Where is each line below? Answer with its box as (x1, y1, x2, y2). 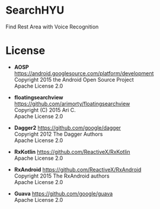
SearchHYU (5, 4, 65, 17)
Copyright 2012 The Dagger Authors (14, 130, 103, 137)
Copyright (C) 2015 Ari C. (14, 106, 76, 113)
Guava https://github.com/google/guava (14, 190, 113, 197)
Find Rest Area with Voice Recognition (5, 23, 99, 30)
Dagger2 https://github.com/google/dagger (14, 124, 121, 131)
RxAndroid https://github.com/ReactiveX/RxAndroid (14, 166, 142, 173)
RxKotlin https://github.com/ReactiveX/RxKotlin (14, 148, 130, 155)
